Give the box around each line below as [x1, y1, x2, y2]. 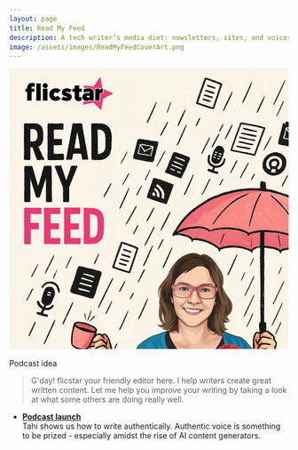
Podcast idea [9, 358, 58, 368]
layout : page [9, 14, 58, 23]
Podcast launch [21, 411, 82, 422]
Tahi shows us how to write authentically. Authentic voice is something [21, 421, 281, 431]
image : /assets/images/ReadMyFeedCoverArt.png [9, 43, 184, 52]
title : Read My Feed [9, 23, 86, 33]
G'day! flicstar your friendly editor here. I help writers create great [30, 374, 272, 386]
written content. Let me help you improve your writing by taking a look [30, 384, 287, 395]
